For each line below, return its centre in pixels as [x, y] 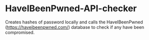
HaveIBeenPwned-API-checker [71, 9]
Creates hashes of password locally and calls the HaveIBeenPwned [74, 22]
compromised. [20, 32]
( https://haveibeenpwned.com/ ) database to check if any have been [75, 27]
